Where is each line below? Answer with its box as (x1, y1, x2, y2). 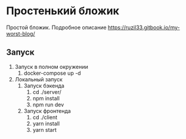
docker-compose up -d (23, 69, 82, 77)
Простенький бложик (6, 4, 119, 18)
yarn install (32, 120, 60, 127)
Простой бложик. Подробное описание (6, 24, 107, 31)
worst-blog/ (6, 30, 35, 37)
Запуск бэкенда (23, 82, 64, 89)
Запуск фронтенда (23, 107, 72, 114)
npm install (32, 94, 60, 102)
